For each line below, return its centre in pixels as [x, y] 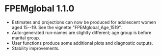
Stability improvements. [36, 48]
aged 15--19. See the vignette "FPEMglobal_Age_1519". [67, 27]
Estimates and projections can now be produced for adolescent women [84, 22]
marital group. [26, 38]
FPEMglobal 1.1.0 [40, 9]
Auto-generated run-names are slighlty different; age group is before [81, 32]
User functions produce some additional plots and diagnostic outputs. [82, 43]
